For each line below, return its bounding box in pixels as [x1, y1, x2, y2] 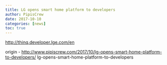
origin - [5, 49, 21, 55]
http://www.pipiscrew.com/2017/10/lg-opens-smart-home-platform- [21, 49, 162, 55]
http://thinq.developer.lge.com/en [5, 39, 75, 45]
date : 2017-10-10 [5, 16, 42, 21]
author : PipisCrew [5, 12, 44, 17]
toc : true [5, 26, 26, 31]
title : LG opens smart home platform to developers [5, 7, 115, 12]
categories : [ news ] [5, 21, 46, 26]
